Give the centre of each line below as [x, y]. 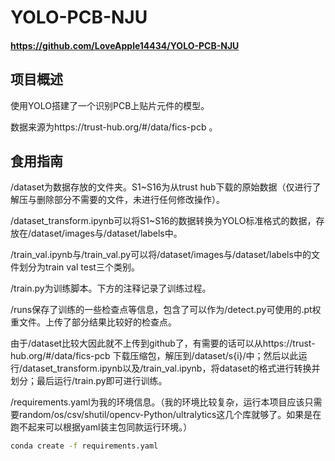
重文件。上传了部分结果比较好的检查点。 [93, 322]
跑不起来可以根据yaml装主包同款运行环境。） [101, 427]
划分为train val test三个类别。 [79, 267]
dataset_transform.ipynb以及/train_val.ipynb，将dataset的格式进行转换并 [171, 368]
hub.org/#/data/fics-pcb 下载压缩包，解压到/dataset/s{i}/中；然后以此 [154, 356]
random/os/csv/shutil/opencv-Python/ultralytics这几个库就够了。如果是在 [170, 415]
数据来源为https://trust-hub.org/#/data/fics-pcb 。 [114, 127]
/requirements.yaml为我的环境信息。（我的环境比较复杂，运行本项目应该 [157, 402]
